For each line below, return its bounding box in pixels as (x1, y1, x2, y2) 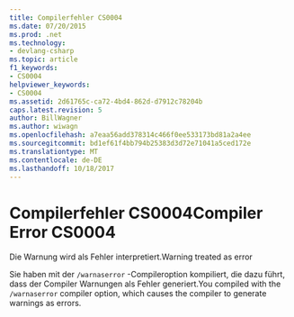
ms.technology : (9, 38, 67, 48)
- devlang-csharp (9, 47, 75, 56)
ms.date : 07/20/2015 (9, 22, 87, 31)
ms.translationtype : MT (9, 147, 99, 156)
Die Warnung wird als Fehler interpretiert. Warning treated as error (9, 251, 254, 262)
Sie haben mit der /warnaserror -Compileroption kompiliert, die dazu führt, (9, 269, 286, 280)
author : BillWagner (9, 113, 83, 122)
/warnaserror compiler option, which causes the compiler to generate (9, 288, 267, 299)
